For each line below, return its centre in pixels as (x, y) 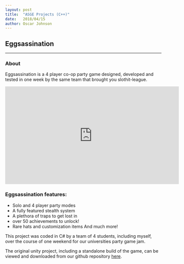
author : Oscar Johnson (29, 24)
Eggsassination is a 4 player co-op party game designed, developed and (79, 74)
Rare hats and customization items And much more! (65, 226)
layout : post (19, 10)
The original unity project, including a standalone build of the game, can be (82, 251)
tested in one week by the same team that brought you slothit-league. (76, 79)
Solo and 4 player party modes (44, 205)
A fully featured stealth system (44, 210)
